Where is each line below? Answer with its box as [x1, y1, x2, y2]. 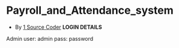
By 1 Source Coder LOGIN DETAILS [14, 23, 102, 31]
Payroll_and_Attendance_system [6, 4, 174, 17]
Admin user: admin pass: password [6, 35, 94, 42]
